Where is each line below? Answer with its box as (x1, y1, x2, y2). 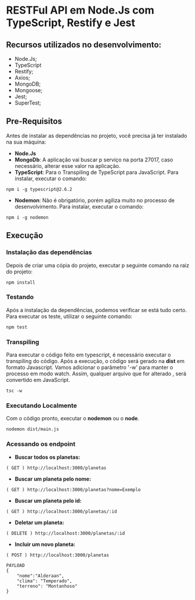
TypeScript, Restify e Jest (6, 16, 135, 30)
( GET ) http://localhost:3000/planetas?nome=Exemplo (6, 487, 141, 492)
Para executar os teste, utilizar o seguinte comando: (6, 313, 133, 320)
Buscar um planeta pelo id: (14, 497, 82, 504)
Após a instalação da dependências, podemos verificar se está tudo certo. (6, 306, 187, 313)
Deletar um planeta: (14, 518, 65, 526)
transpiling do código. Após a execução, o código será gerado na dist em (6, 358, 184, 365)
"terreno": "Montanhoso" (16, 583, 78, 589)
